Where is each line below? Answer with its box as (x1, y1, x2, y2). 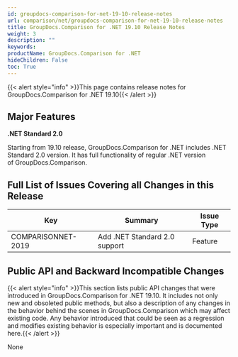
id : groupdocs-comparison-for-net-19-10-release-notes (7, 10, 173, 18)
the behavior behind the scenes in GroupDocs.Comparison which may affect (7, 307, 230, 315)
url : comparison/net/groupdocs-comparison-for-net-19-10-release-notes (7, 17, 223, 24)
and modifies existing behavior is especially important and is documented (7, 322, 222, 330)
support (98, 241, 124, 251)
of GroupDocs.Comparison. (7, 158, 87, 167)
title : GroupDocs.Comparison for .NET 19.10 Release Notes (7, 23, 186, 31)
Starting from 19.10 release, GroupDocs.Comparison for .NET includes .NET (7, 143, 227, 152)
